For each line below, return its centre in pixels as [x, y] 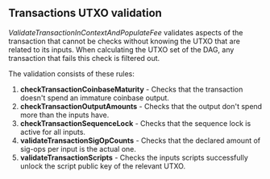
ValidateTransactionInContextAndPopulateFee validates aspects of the [126, 32]
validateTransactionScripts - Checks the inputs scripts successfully [134, 157]
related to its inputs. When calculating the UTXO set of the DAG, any [121, 49]
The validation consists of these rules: [72, 73]
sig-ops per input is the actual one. [78, 148]
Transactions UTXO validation [85, 13]
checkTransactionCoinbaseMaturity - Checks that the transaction [131, 89]
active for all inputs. [53, 132]
